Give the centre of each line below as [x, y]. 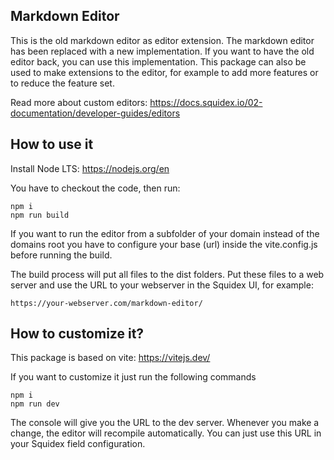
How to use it [52, 144]
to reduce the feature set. [62, 83]
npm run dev [35, 404]
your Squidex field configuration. [78, 444]
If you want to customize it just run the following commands [133, 377]
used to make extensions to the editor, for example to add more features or [164, 72]
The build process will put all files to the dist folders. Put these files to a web [167, 274]
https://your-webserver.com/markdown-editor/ [106, 303]
